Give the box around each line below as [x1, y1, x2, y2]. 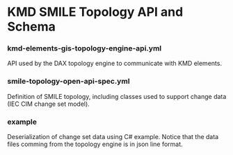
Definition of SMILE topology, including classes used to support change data [7, 92, 227, 100]
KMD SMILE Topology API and [7, 4, 184, 20]
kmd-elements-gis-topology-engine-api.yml [7, 44, 162, 53]
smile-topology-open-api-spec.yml [7, 77, 130, 86]
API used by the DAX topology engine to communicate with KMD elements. [7, 60, 223, 68]
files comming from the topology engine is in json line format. [7, 140, 183, 149]
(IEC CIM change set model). [7, 100, 90, 108]
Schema [7, 19, 56, 35]
